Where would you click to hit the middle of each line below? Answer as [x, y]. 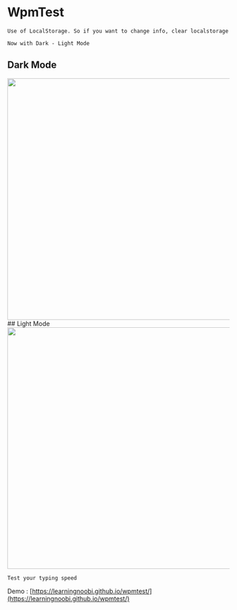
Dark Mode [32, 65]
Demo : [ [20, 591]
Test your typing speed [42, 578]
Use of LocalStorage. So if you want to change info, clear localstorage [118, 31]
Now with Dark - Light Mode [49, 43]
